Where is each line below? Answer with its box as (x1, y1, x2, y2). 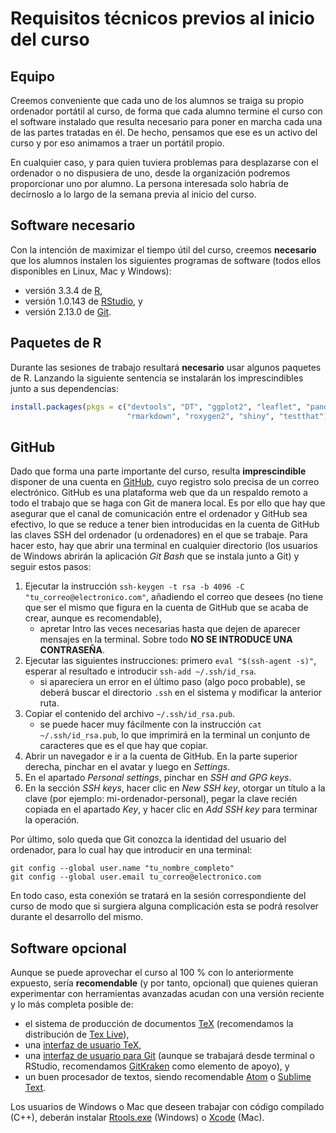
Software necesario (10, 217, 136, 234)
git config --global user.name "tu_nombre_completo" (10, 863, 235, 874)
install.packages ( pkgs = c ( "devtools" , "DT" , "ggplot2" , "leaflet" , (10, 402, 302, 412)
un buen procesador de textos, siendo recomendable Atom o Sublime (24, 1071, 312, 1082)
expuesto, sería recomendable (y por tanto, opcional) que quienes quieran (10, 977, 318, 989)
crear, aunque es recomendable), (24, 612, 163, 624)
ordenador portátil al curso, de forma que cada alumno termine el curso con (10, 105, 323, 117)
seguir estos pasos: (10, 561, 92, 573)
